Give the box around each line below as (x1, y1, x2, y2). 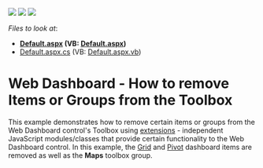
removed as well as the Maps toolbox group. (8, 150, 153, 160)
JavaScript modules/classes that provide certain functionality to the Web (8, 133, 245, 143)
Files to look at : (8, 24, 58, 33)
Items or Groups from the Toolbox (8, 91, 233, 109)
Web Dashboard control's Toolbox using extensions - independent (8, 126, 224, 135)
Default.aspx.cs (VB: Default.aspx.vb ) (19, 47, 142, 57)
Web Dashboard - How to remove (8, 75, 230, 93)
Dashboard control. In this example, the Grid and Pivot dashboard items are (8, 142, 252, 152)
